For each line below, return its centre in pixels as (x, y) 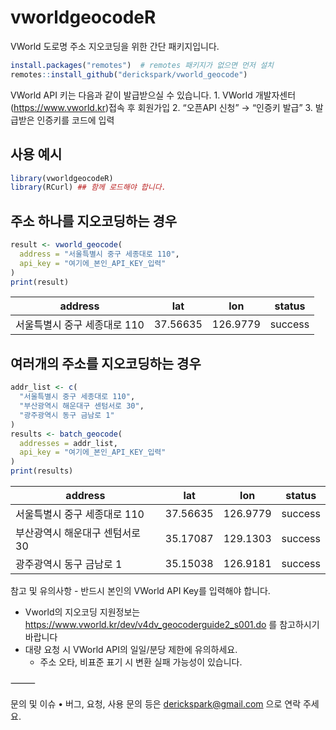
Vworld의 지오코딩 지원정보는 (82, 612)
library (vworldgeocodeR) (62, 178)
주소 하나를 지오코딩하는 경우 (94, 221)
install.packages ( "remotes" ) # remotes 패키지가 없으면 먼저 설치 (142, 65)
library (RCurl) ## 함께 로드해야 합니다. (88, 187)
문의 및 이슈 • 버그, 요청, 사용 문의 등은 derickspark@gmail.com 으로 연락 (156, 704)
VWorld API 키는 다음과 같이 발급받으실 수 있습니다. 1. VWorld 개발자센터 (153, 95)
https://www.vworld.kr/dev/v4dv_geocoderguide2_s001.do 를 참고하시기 (172, 624)
